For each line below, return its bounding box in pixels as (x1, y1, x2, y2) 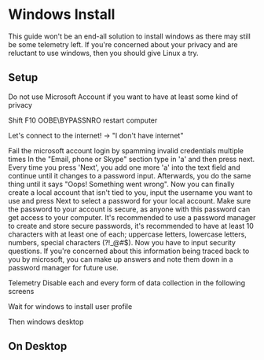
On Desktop (8, 340, 68, 353)
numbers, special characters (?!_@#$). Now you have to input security (8, 237, 236, 247)
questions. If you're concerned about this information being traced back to (8, 246, 250, 255)
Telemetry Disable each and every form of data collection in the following (8, 277, 246, 288)
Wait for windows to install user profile (8, 301, 133, 311)
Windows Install (8, 6, 115, 24)
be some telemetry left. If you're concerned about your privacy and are (8, 39, 238, 49)
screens (8, 286, 35, 296)
